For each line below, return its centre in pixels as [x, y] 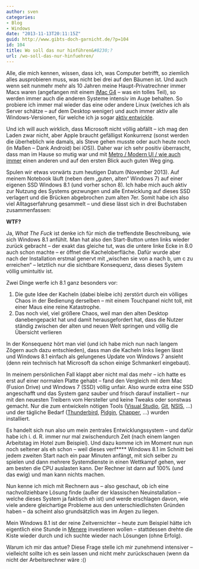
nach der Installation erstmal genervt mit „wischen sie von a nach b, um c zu [99, 258]
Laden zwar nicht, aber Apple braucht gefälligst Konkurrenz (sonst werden [97, 135]
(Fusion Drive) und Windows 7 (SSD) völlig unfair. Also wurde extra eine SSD [100, 387]
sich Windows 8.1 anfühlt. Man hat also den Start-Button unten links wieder [98, 240]
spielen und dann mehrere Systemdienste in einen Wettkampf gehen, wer [96, 462]
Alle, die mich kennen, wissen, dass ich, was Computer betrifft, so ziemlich [98, 73]
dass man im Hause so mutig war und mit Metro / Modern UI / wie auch [94, 154]
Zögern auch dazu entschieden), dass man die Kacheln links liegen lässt [94, 350]
